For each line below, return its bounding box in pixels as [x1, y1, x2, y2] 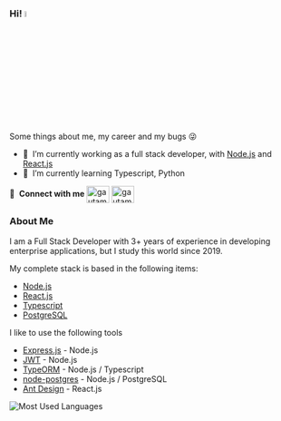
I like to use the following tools [9, 327, 123, 338]
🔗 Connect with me [9, 188, 85, 199]
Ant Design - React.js [22, 383, 102, 394]
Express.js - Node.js [22, 344, 99, 356]
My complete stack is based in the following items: [9, 262, 199, 274]
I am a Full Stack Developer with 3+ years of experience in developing [9, 235, 271, 247]
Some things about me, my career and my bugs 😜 [9, 131, 198, 142]
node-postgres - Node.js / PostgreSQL [22, 373, 168, 384]
